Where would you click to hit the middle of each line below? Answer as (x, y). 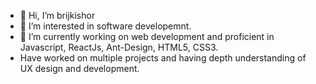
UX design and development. (79, 68)
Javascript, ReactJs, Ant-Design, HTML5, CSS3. (119, 47)
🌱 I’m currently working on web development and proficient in (147, 36)
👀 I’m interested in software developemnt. (105, 26)
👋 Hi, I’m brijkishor (57, 15)
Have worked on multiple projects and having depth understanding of (163, 58)
